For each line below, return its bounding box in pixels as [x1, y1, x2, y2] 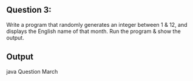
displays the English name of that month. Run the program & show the [6, 27, 181, 35]
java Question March [6, 68, 58, 75]
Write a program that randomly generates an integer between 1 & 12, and [6, 21, 188, 28]
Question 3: [6, 5, 52, 15]
